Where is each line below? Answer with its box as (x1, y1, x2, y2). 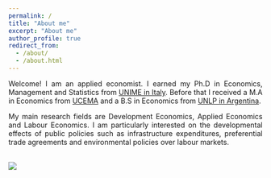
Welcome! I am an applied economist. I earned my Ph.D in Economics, (8, 78, 263, 89)
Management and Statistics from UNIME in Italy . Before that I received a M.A (8, 87, 264, 97)
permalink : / (8, 11, 52, 20)
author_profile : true (8, 34, 81, 43)
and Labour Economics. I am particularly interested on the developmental (8, 120, 263, 130)
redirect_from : (8, 42, 60, 50)
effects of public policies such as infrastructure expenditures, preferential (8, 128, 263, 138)
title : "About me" (8, 19, 70, 27)
